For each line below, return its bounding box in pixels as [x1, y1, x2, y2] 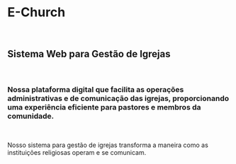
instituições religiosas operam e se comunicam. [7, 148, 147, 157]
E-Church [7, 4, 66, 20]
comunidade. [7, 111, 55, 121]
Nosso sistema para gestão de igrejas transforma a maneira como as [7, 141, 209, 149]
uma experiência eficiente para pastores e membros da [7, 102, 201, 112]
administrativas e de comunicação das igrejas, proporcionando [7, 93, 229, 103]
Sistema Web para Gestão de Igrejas [7, 48, 172, 60]
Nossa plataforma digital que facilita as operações [7, 84, 184, 94]
